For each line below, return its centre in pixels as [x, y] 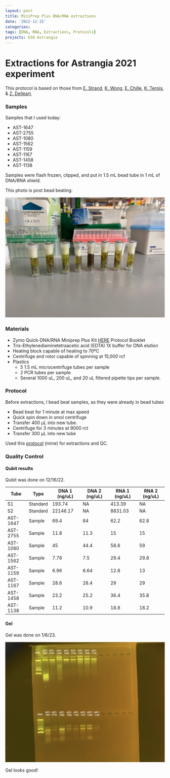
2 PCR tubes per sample [45, 372]
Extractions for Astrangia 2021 [71, 63]
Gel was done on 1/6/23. [31, 635]
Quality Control [25, 456]
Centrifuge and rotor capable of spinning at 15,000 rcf [69, 356]
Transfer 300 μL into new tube [44, 433]
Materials [17, 329]
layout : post [19, 11]
